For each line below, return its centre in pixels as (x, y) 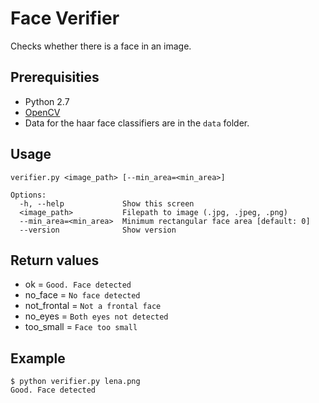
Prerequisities (55, 77)
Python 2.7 (47, 101)
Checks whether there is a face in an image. (101, 46)
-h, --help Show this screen (107, 203)
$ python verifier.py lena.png (75, 382)
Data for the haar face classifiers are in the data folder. (137, 123)
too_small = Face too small (81, 327)
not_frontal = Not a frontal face (93, 306)
